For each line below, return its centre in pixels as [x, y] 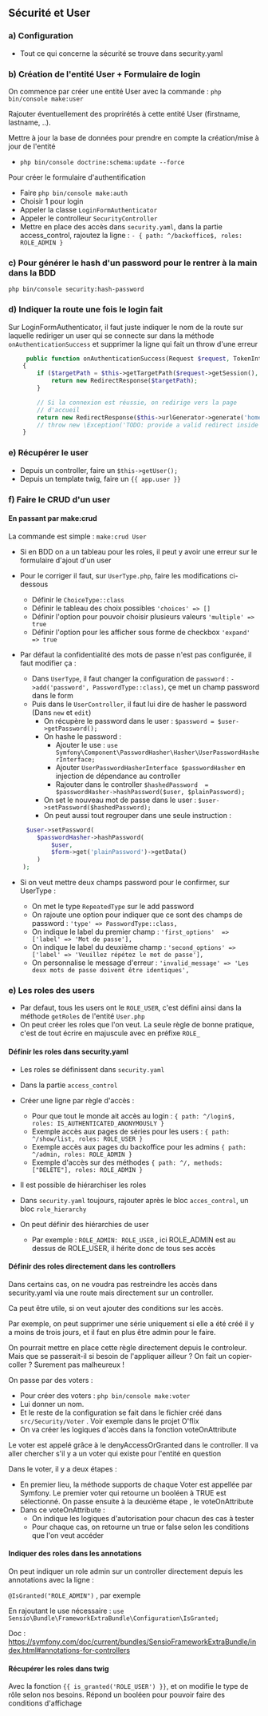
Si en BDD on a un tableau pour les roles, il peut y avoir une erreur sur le [138, 551]
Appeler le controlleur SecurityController [89, 218]
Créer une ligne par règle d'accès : [77, 1100]
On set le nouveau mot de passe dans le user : [120, 800]
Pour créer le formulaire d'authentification [77, 177]
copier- [240, 1356]
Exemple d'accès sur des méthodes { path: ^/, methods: [127, 1162]
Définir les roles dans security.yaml [69, 1051]
